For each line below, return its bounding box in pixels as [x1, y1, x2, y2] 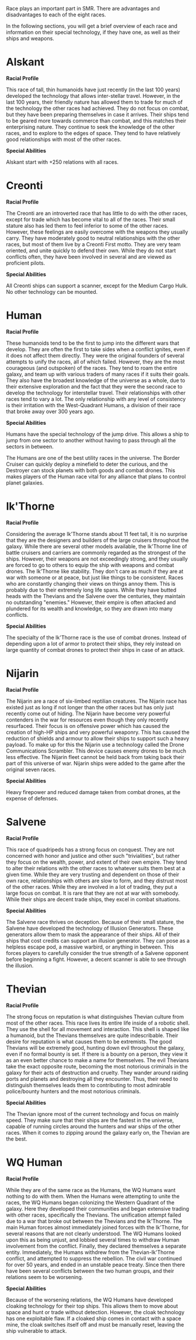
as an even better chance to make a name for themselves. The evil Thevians [6, 1056, 190, 1064]
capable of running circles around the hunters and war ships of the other [6, 1123, 181, 1130]
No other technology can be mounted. [6, 288, 98, 295]
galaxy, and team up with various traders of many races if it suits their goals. [6, 370, 190, 377]
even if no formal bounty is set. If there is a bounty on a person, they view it [6, 1050, 188, 1057]
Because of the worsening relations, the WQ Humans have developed [6, 1296, 173, 1303]
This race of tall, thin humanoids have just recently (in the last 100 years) [6, 86, 181, 93]
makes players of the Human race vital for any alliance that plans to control [6, 473, 186, 480]
